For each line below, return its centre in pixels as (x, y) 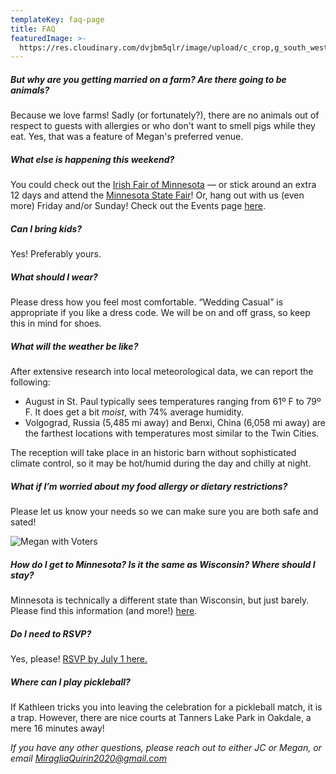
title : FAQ (33, 29)
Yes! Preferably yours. (56, 254)
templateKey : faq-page (57, 19)
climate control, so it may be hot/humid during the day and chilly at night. (161, 463)
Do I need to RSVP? (51, 633)
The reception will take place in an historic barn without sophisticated (153, 453)
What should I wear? (54, 277)
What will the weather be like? (74, 346)
